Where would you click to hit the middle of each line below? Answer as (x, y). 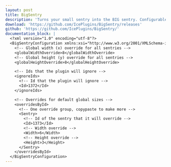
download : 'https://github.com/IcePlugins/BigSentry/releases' (74, 24)
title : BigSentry (24, 15)
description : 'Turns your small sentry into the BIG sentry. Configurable (86, 19)
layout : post (19, 10)
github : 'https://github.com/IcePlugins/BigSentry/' (62, 29)
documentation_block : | (31, 34)
